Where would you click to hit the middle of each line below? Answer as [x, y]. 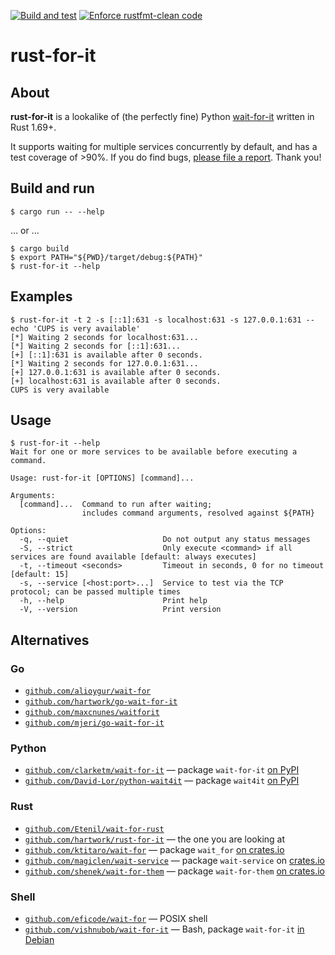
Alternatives [50, 640]
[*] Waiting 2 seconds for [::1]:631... [96, 346]
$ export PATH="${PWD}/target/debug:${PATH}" [106, 257]
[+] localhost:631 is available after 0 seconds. [116, 381]
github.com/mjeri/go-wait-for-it [94, 723]
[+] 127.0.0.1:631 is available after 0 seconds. [116, 372]
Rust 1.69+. [33, 127]
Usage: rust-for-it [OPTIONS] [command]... [102, 478]
